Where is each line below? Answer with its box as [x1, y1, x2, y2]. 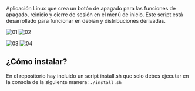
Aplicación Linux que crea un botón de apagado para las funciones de [6, 5, 176, 12]
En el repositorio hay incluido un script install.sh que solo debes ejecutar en [6, 72, 189, 79]
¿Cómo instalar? [6, 57, 68, 66]
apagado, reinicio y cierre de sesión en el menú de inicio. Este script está [6, 11, 183, 18]
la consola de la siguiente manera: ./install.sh [6, 78, 122, 85]
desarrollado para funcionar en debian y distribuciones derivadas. [6, 17, 166, 24]
